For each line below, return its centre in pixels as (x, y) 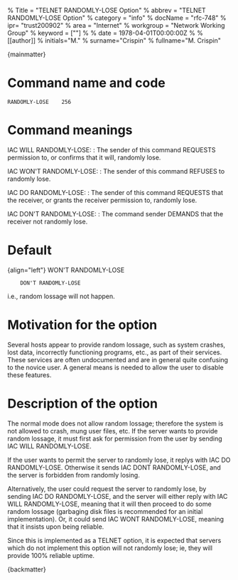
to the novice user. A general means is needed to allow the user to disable (115, 367)
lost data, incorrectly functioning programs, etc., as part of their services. (115, 352)
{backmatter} (27, 569)
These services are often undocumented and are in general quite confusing (118, 359)
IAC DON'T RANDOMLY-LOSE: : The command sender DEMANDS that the (115, 213)
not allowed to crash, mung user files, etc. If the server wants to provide (113, 431)
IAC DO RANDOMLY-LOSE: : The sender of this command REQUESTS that (115, 192)
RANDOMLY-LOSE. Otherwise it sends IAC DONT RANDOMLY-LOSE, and (114, 467)
